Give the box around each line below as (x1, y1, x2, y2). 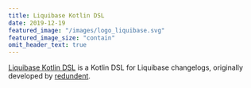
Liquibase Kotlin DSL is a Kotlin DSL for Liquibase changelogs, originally (8, 63, 244, 72)
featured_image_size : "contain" (8, 33, 115, 42)
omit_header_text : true (8, 41, 87, 49)
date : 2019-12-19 (8, 19, 66, 27)
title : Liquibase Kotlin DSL (8, 11, 105, 20)
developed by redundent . (8, 71, 91, 81)
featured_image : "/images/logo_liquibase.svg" (8, 26, 165, 34)
